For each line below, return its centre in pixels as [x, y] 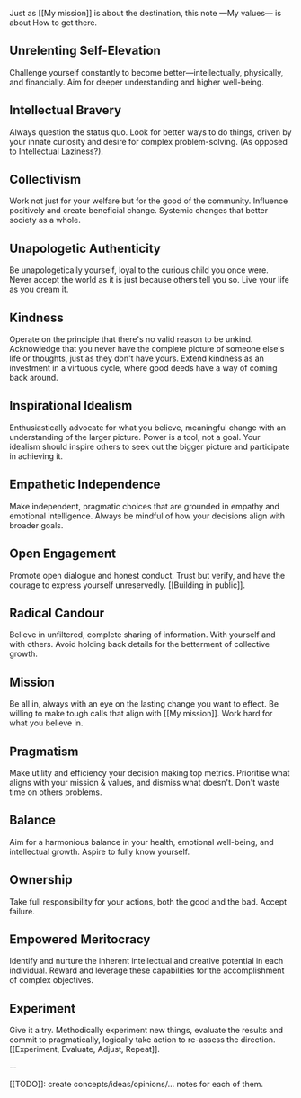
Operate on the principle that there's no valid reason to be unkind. [131, 339]
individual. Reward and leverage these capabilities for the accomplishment [147, 970]
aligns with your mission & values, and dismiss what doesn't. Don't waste [145, 782]
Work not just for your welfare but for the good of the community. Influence [149, 201]
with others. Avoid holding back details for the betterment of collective [140, 644]
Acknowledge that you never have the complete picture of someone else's [147, 349]
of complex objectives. [52, 980]
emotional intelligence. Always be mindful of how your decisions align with [147, 516]
